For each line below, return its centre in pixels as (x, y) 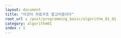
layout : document (23, 10)
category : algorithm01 (29, 23)
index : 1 (15, 28)
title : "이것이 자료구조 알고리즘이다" (39, 14)
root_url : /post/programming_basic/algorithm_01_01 (61, 19)
